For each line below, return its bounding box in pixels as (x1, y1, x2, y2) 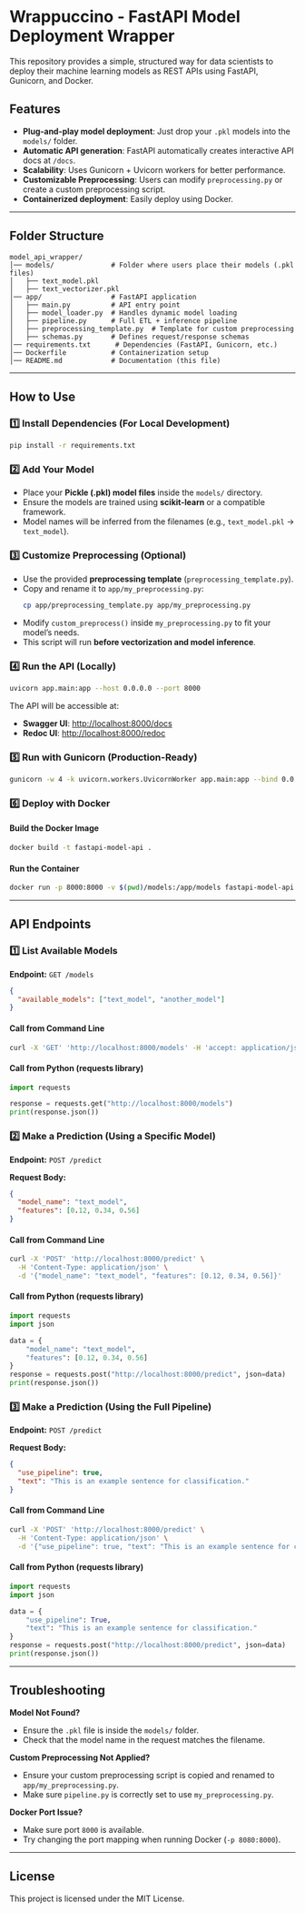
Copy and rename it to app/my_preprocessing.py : (22, 582, 204, 593)
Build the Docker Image (9, 823, 100, 834)
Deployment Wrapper (9, 25, 175, 46)
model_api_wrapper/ (9, 252, 84, 261)
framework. (22, 507, 66, 518)
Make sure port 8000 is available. (22, 1824, 144, 1835)
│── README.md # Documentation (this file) (9, 356, 221, 365)
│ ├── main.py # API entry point (9, 300, 181, 309)
